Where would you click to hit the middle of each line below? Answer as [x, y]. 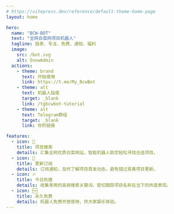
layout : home [22, 17]
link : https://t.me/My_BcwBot [58, 82]
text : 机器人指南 [40, 93]
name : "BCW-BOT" [31, 33]
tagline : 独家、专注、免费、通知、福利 [54, 44]
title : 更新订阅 [35, 164]
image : [19, 50]
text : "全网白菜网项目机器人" [44, 39]
